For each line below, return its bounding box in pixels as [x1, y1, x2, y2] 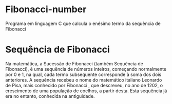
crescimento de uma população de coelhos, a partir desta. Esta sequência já [5, 88, 167, 94]
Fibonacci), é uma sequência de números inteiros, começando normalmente [5, 66, 167, 72]
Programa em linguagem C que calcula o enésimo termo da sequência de [5, 20, 161, 27]
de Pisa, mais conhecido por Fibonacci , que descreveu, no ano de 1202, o [5, 82, 163, 88]
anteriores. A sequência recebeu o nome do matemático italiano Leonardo [5, 76, 162, 83]
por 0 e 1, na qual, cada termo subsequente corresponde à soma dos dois [5, 71, 162, 77]
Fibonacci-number [5, 4, 87, 15]
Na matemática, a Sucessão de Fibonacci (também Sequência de [5, 60, 144, 67]
